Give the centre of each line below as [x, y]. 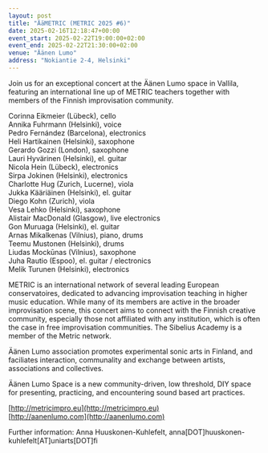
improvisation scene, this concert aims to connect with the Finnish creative [132, 310]
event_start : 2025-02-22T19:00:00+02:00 [77, 38]
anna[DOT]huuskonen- [207, 432]
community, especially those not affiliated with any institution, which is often [134, 318]
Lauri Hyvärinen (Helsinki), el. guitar [68, 158]
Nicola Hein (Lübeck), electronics [63, 167]
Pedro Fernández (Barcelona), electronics [77, 132]
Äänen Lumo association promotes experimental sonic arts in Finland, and [130, 351]
